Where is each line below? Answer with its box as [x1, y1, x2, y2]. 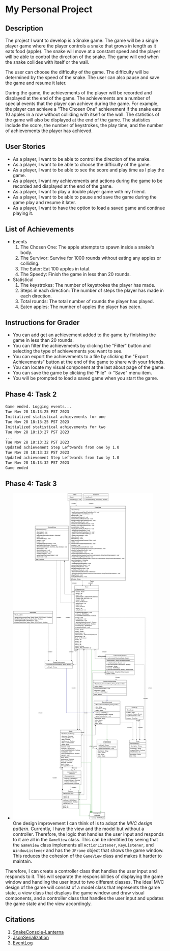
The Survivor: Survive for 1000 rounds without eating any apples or [20, 255, 161, 261]
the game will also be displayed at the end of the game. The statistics [5, 117, 151, 123]
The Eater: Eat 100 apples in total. [20, 265, 91, 271]
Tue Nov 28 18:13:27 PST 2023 [5, 430, 70, 435]
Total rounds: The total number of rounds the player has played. [20, 298, 154, 304]
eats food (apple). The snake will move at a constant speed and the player [5, 48, 161, 54]
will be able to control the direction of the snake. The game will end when [5, 54, 159, 60]
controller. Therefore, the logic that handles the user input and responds [12, 831, 164, 837]
